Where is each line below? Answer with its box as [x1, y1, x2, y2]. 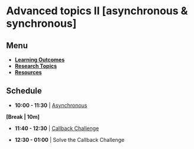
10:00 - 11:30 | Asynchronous [14, 102, 88, 109]
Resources [14, 69, 43, 75]
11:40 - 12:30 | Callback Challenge [14, 125, 99, 132]
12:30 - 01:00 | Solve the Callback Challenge [14, 136, 125, 143]
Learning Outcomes [14, 56, 65, 63]
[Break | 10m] [6, 113, 40, 120]
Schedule [6, 86, 43, 96]
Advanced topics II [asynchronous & [6, 4, 188, 18]
